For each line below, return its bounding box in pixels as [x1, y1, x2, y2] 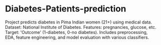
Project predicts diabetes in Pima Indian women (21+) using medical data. [5, 19, 152, 25]
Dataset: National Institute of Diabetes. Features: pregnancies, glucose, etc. [5, 24, 157, 30]
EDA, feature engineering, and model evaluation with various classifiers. [5, 34, 149, 40]
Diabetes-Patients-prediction [5, 3, 126, 14]
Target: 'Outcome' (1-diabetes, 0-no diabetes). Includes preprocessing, [5, 29, 148, 35]
